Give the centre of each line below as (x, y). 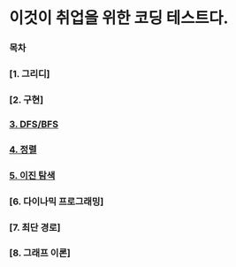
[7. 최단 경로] (35, 227)
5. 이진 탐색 (32, 175)
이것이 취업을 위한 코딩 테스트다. (119, 18)
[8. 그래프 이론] (40, 253)
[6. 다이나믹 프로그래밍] (57, 202)
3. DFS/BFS (34, 124)
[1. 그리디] (30, 74)
